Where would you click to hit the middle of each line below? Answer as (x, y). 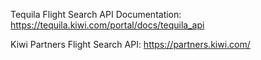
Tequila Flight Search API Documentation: (96, 14)
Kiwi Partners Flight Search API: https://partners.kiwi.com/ (130, 44)
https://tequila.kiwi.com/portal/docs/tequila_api (107, 25)
